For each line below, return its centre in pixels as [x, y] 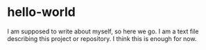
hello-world [42, 12]
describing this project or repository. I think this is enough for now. [102, 38]
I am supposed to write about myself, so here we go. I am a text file [103, 31]
